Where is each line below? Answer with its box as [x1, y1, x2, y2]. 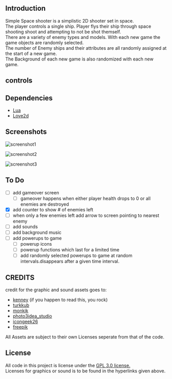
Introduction [5, 4, 46, 13]
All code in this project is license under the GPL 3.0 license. [5, 362, 131, 368]
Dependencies [5, 93, 53, 102]
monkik [12, 308, 29, 314]
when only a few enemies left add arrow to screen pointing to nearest [12, 212, 160, 218]
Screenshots [5, 128, 47, 136]
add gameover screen [12, 189, 59, 195]
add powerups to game [12, 235, 62, 242]
